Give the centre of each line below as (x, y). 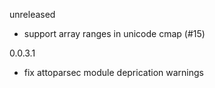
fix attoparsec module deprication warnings (113, 72)
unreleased (32, 14)
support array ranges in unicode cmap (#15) (114, 33)
